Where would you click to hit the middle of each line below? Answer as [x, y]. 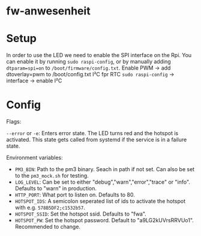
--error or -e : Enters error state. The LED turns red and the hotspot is [92, 133]
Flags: [14, 122]
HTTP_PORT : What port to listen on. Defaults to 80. [75, 195]
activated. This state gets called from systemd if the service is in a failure [97, 140]
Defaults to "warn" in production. [56, 189]
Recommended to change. [48, 227]
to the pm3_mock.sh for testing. [52, 176]
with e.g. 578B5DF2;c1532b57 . [50, 208]
